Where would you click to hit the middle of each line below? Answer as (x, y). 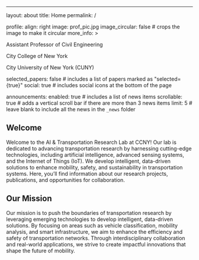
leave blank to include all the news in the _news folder (71, 109)
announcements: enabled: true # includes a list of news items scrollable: (94, 97)
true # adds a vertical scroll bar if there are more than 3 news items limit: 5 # (99, 103)
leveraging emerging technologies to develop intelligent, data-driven (90, 219)
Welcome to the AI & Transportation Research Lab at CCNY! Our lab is (91, 142)
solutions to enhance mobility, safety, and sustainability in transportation (94, 167)
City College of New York (37, 56)
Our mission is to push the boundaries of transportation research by (89, 213)
